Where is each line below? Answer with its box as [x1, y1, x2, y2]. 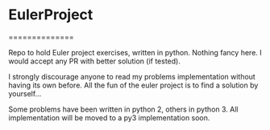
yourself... [8, 88, 42, 98]
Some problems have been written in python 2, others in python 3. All [8, 104, 239, 114]
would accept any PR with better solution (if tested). [8, 56, 181, 66]
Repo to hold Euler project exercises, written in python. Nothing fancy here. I [8, 47, 262, 57]
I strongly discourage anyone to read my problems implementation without [8, 71, 255, 81]
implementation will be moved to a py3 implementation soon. [8, 112, 210, 122]
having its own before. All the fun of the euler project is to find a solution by [8, 80, 259, 90]
